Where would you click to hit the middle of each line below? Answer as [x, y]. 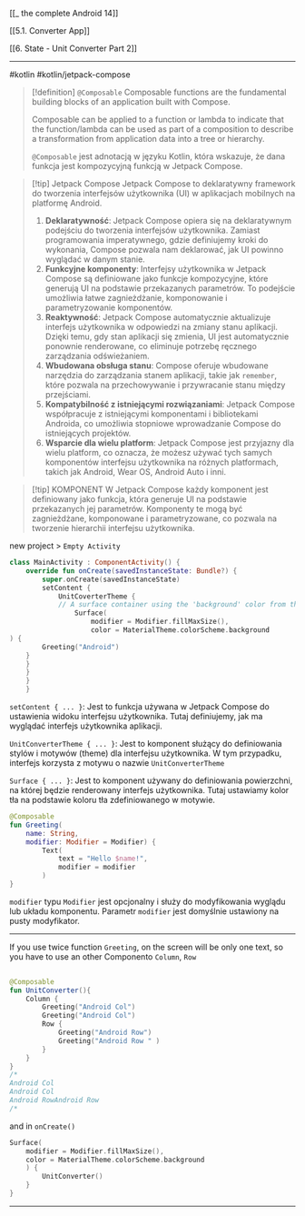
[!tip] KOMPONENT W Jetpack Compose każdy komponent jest [150, 489]
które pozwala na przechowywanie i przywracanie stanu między [165, 385]
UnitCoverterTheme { [97, 596]
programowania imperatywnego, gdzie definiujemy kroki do [157, 240]
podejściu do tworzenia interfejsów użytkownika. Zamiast [152, 230]
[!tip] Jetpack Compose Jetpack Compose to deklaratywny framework [163, 184]
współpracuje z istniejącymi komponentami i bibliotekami [152, 414]
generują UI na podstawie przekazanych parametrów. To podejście [170, 288]
